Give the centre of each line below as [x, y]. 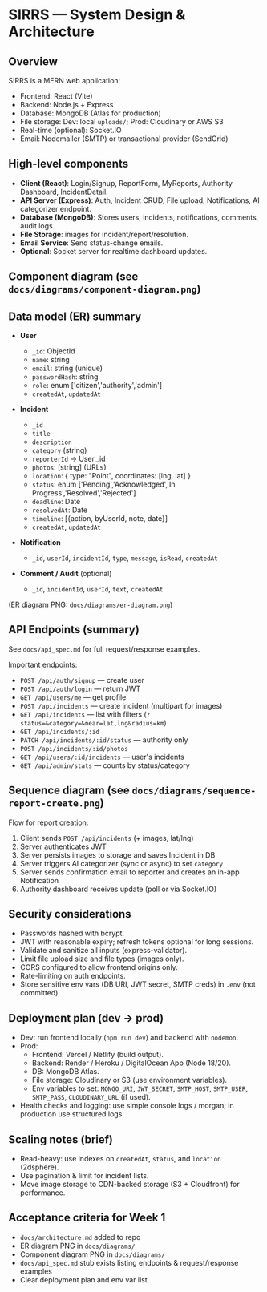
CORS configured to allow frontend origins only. [99, 967]
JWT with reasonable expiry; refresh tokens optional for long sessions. [137, 942]
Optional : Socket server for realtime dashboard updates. [113, 251]
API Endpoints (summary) [74, 630]
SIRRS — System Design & [97, 15]
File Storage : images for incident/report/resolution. [104, 234]
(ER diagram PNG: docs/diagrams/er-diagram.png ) [91, 605]
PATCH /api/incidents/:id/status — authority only [104, 740]
